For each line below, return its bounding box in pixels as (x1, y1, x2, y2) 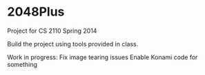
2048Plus (7, 4, 65, 20)
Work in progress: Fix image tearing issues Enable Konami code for (7, 52, 198, 61)
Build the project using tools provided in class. (7, 40, 139, 48)
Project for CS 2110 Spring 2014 (7, 27, 97, 35)
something (7, 60, 38, 68)
